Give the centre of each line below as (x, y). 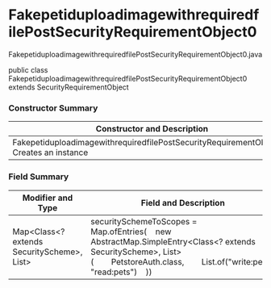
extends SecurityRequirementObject (69, 87)
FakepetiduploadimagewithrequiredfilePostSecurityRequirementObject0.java (135, 54)
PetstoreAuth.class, (148, 261)
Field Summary (39, 177)
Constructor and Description (152, 129)
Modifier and (48, 198)
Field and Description (183, 202)
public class (28, 69)
